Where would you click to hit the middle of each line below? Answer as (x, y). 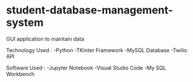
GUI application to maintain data (45, 39)
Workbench (20, 74)
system (25, 23)
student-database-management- (90, 10)
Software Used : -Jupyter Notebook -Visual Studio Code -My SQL (86, 67)
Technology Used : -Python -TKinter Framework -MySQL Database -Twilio (97, 50)
